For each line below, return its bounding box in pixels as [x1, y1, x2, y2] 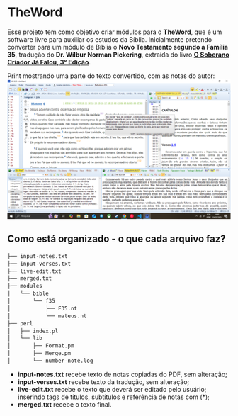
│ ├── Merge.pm [7, 350, 72, 357]
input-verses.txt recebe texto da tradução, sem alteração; [17, 377, 190, 386]
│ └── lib [7, 335, 42, 342]
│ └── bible [7, 290, 50, 298]
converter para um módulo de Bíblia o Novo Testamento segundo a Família [7, 43, 229, 51]
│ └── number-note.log [7, 357, 93, 364]
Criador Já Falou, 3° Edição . [7, 57, 91, 66]
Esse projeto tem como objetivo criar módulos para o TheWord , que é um [7, 28, 222, 36]
